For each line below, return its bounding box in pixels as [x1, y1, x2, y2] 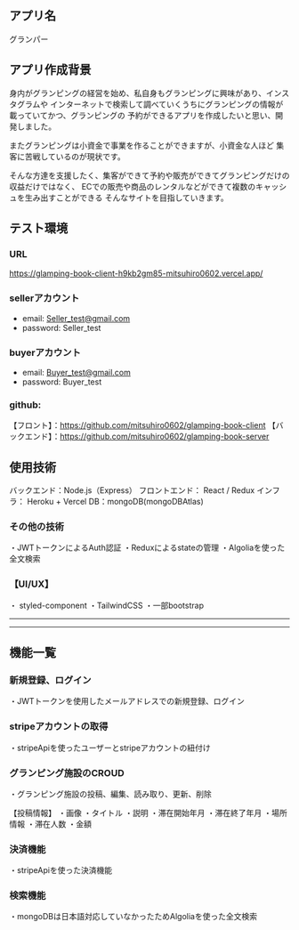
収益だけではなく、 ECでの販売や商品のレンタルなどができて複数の [9, 181, 256, 191]
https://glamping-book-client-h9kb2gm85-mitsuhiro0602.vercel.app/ [9, 268, 263, 279]
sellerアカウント [9, 292, 80, 304]
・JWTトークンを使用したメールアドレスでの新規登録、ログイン [9, 696, 245, 707]
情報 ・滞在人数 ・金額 [9, 818, 92, 829]
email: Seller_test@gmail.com [21, 312, 131, 323]
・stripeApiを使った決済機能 [9, 865, 113, 876]
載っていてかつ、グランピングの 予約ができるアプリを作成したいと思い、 [9, 109, 276, 120]
